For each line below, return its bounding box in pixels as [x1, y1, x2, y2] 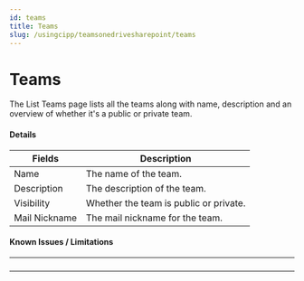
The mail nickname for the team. [85, 211, 223, 224]
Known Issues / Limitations [9, 237, 114, 248]
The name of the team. [85, 167, 183, 180]
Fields [32, 152, 59, 164]
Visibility [14, 196, 51, 209]
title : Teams [9, 22, 59, 31]
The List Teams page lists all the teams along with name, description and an [9, 98, 292, 109]
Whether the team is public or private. [85, 196, 246, 209]
